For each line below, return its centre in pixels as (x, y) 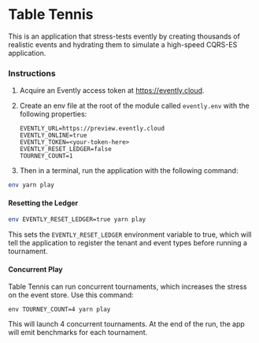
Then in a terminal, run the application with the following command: (129, 171)
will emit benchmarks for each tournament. (78, 333)
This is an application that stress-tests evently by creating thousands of (124, 36)
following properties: (53, 114)
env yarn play (31, 185)
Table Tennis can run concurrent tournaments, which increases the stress (128, 287)
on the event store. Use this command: (71, 295)
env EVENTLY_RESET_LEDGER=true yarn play (77, 219)
